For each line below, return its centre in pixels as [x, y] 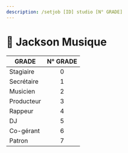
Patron [19, 140]
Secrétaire [24, 81]
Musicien [22, 91]
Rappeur [21, 111]
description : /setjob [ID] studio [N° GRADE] [64, 12]
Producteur [25, 101]
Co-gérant [25, 131]
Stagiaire [22, 72]
